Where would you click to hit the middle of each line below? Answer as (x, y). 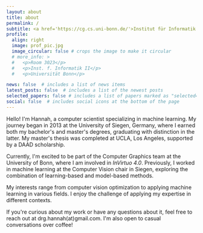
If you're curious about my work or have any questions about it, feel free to (99, 212)
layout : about (24, 12)
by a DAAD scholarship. (36, 144)
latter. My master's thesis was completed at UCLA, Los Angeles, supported (100, 138)
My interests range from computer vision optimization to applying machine (99, 187)
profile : (17, 34)
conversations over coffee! (40, 225)
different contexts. (29, 200)
